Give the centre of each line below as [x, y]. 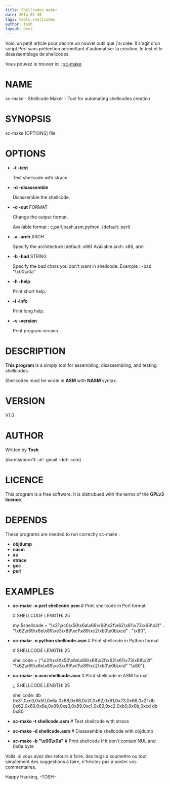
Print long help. [28, 311]
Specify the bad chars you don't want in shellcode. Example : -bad [82, 266]
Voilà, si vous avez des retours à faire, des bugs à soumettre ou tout [76, 756]
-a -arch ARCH [28, 236]
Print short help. [29, 291]
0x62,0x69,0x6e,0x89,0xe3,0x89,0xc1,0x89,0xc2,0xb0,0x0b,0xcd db [85, 706]
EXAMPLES [30, 591]
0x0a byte [23, 746]
